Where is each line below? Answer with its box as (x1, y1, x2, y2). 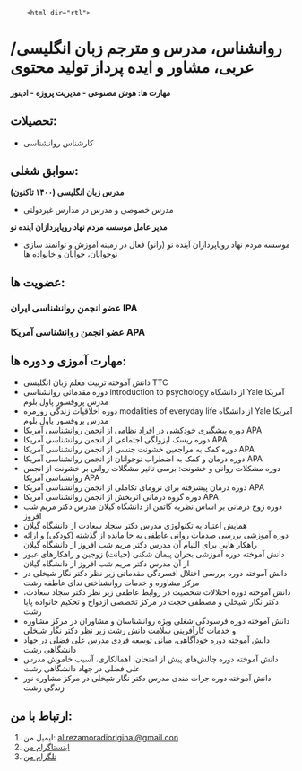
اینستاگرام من (22, 741, 70, 753)
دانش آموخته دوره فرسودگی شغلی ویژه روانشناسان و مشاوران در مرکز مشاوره (22, 616, 290, 626)
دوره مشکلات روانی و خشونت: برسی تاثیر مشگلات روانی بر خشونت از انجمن (22, 463, 281, 474)
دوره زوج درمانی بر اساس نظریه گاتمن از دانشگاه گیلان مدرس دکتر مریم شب (22, 501, 283, 512)
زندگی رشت (22, 682, 65, 693)
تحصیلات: (10, 113, 57, 129)
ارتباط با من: (10, 708, 73, 723)
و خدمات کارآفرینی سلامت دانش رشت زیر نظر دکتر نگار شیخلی (22, 625, 237, 636)
